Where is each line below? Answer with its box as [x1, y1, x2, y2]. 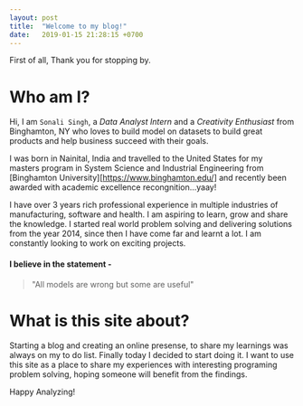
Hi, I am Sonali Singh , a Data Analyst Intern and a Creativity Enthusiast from [9, 117, 295, 127]
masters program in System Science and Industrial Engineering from [9, 163, 264, 174]
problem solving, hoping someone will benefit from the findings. [9, 369, 248, 380]
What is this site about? [9, 310, 190, 331]
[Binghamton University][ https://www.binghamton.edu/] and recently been [9, 173, 287, 184]
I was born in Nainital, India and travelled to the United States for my [9, 153, 263, 164]
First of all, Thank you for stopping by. [9, 55, 151, 66]
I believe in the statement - [9, 259, 112, 269]
